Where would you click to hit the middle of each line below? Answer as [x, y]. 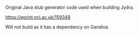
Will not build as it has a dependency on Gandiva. [57, 27]
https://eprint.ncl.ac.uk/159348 [38, 17]
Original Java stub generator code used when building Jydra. [70, 7]
